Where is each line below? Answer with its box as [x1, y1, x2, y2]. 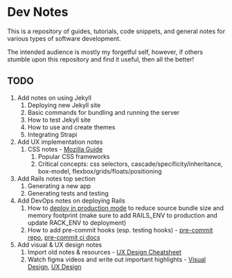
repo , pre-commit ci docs [27, 233, 100, 241]
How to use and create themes [27, 122, 116, 131]
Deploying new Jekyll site [27, 101, 101, 109]
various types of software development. [7, 34, 121, 42]
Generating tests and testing [27, 189, 109, 197]
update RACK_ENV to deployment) [27, 219, 127, 227]
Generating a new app [27, 181, 91, 190]
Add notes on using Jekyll [17, 93, 92, 102]
